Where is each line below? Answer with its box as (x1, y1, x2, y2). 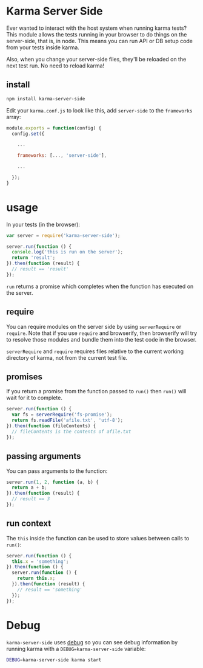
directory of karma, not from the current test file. (6, 354, 128, 361)
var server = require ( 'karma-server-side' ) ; (6, 232, 121, 238)
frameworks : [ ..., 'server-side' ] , (17, 153, 107, 159)
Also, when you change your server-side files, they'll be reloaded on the (6, 55, 187, 63)
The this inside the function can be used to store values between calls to (6, 534, 190, 542)
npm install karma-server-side (6, 95, 85, 102)
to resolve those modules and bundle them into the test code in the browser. (6, 336, 197, 343)
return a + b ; (12, 484, 47, 491)
